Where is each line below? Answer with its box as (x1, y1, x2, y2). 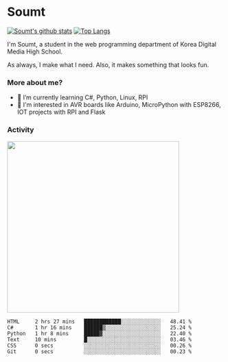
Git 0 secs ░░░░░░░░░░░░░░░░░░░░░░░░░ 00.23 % (7, 348, 192, 355)
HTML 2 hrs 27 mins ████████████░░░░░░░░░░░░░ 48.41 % (7, 318, 192, 325)
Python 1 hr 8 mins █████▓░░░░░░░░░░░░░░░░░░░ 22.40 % (7, 330, 192, 337)
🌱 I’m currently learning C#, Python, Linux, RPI (16, 93, 148, 101)
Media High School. (7, 47, 63, 56)
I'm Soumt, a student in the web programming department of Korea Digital (7, 40, 216, 48)
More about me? (7, 77, 63, 87)
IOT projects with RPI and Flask (16, 108, 106, 117)
